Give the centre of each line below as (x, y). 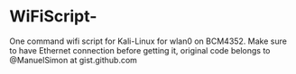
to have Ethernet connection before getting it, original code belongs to (140, 50)
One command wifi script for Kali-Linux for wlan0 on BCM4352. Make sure (148, 41)
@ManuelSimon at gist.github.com (74, 60)
